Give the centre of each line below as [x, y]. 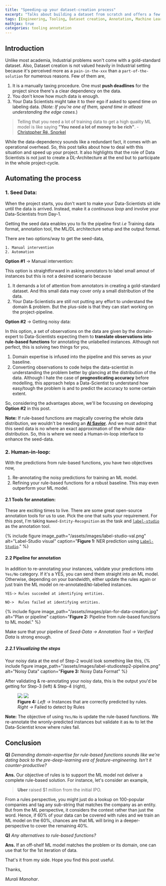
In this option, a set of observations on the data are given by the [70, 331]
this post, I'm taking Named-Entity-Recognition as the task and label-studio [82, 521]
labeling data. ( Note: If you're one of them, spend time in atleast [77, 107]
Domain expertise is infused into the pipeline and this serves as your [82, 356]
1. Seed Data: [21, 192]
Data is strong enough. [28, 637]
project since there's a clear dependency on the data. [67, 91]
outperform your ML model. [40, 488]
